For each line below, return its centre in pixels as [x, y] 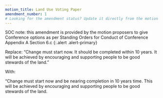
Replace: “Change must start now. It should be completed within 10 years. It [81, 52]
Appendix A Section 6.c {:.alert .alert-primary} [51, 43]
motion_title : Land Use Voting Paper [43, 9]
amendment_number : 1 [26, 14]
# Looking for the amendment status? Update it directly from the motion [82, 18]
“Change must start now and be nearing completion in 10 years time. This [79, 81]
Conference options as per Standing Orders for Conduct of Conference [77, 37]
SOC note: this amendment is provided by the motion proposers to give [76, 33]
